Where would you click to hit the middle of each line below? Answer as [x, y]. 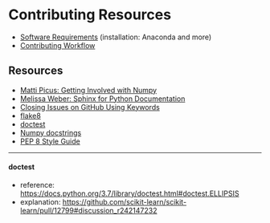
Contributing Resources [90, 15]
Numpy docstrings [51, 132]
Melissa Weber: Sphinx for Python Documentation [102, 99]
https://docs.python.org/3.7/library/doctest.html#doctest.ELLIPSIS [129, 193]
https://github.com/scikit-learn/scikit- [125, 201]
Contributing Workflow [57, 45]
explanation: [40, 201]
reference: [37, 184]
